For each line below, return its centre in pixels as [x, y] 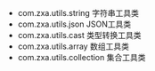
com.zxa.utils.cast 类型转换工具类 [79, 35]
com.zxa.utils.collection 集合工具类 [82, 57]
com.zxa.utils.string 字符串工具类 [78, 13]
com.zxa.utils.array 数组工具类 [73, 46]
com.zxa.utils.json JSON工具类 [74, 24]
